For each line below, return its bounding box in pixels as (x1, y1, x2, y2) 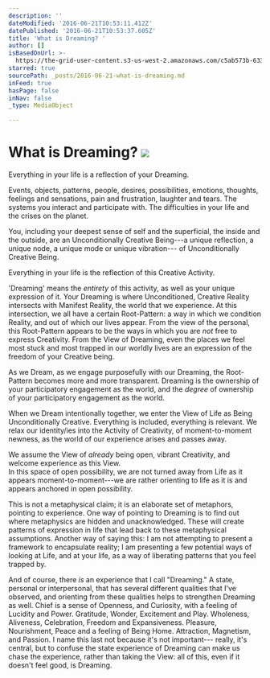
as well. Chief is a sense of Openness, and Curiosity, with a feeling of (8, 601, 238, 610)
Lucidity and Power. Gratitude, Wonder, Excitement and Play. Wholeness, (8, 609, 250, 619)
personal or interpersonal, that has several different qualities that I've (8, 584, 237, 594)
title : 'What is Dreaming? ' (8, 34, 106, 43)
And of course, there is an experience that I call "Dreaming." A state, (8, 575, 235, 585)
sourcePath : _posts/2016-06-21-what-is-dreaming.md (8, 72, 185, 80)
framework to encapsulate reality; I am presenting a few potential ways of (8, 542, 252, 552)
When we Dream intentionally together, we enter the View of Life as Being (8, 409, 253, 418)
